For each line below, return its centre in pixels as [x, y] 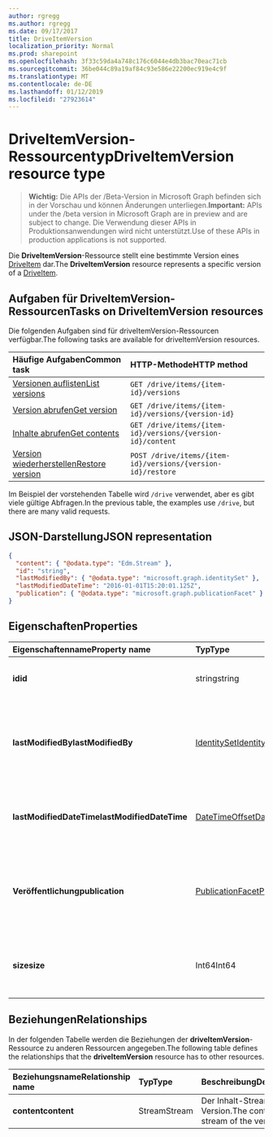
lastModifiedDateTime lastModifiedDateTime [100, 816]
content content [43, 1110]
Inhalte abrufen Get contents [66, 433]
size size [29, 965]
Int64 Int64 [216, 965]
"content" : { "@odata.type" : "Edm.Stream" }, [94, 563]
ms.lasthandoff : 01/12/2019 [56, 92]
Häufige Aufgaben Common [67, 359]
